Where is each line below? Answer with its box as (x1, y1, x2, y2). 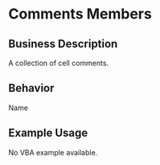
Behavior (8, 81, 55, 95)
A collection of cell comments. (8, 58, 109, 68)
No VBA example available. (8, 147, 98, 157)
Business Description (8, 37, 118, 51)
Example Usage (8, 126, 88, 140)
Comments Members (8, 5, 153, 23)
